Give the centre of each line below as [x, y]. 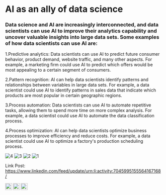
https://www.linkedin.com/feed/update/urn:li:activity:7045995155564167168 [83, 171]
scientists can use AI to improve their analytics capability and [81, 31]
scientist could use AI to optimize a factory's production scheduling [74, 141]
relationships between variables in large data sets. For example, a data [77, 85]
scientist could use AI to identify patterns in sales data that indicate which [81, 90]
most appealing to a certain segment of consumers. [58, 70]
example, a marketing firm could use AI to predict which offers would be [79, 65]
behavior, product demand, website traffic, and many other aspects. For [79, 59]
